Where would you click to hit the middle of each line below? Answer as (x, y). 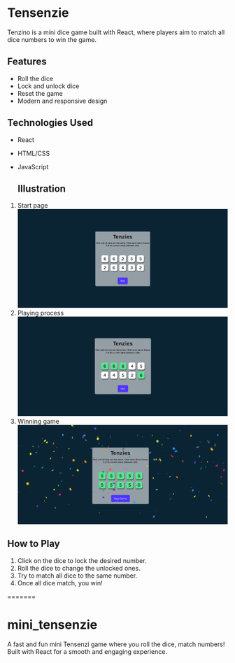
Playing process (41, 313)
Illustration (42, 188)
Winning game (38, 422)
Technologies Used (50, 123)
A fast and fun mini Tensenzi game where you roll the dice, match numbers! (116, 644)
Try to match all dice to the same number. (77, 576)
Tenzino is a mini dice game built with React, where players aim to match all (116, 32)
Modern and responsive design (62, 101)
